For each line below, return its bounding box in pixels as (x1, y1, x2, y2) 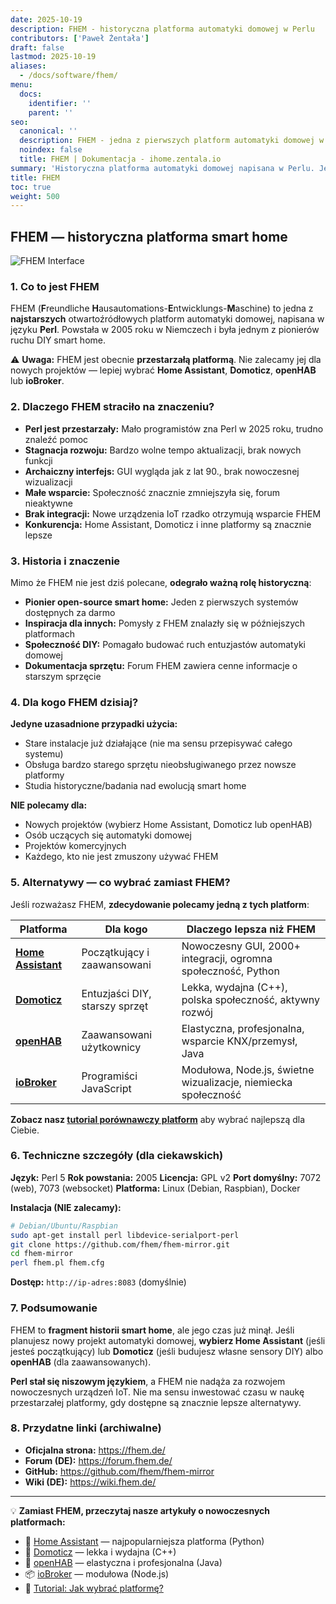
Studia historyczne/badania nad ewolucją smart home (24, 780, 247, 792)
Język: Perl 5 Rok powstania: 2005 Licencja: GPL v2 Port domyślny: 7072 (10, 1171, 322, 1183)
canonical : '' (19, 126, 78, 136)
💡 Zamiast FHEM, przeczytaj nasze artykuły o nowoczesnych (10, 1504, 271, 1516)
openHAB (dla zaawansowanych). (10, 1356, 152, 1368)
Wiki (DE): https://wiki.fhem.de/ (24, 1476, 157, 1488)
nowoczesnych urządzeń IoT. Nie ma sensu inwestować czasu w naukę (10, 1386, 305, 1398)
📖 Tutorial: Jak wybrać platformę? (24, 1582, 164, 1594)
